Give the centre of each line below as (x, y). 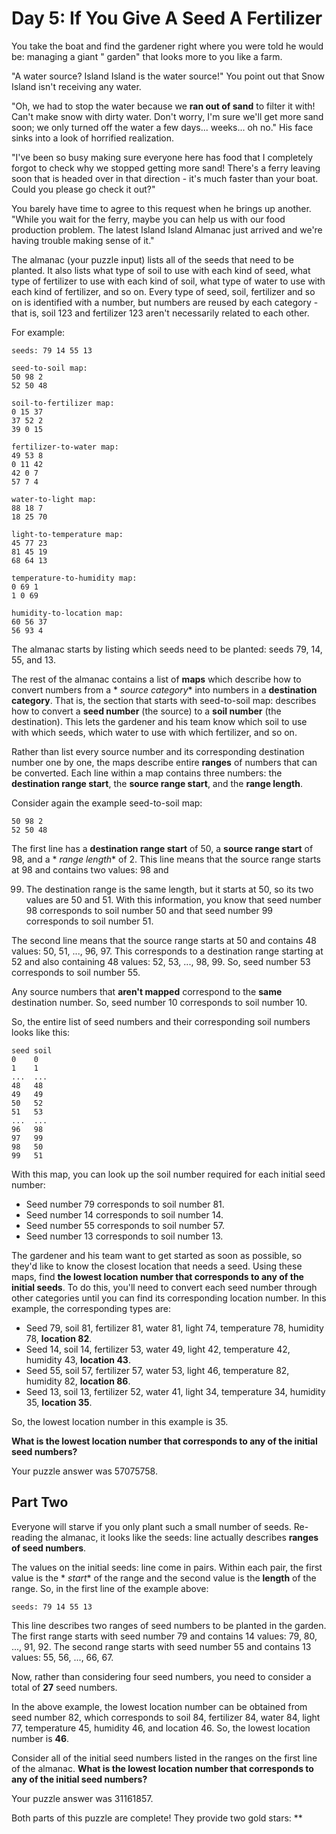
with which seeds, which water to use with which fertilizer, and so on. (154, 732)
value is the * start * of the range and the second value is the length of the (164, 1578)
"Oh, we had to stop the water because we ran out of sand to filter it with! (163, 106)
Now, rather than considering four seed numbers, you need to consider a (161, 1676)
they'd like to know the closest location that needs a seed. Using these (157, 1266)
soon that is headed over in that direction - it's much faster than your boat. (165, 178)
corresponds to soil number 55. (76, 972)
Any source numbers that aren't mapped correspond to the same (147, 991)
